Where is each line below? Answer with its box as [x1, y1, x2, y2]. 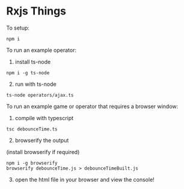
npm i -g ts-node [6, 69, 50, 76]
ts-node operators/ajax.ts [6, 92, 74, 98]
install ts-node [14, 58, 51, 65]
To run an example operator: [6, 46, 77, 54]
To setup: [6, 24, 30, 31]
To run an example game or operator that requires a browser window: [6, 103, 179, 110]
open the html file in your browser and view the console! [14, 176, 155, 183]
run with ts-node [14, 80, 57, 88]
